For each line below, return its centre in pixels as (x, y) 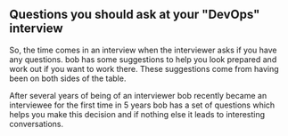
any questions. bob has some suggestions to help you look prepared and (143, 59)
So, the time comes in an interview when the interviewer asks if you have (144, 50)
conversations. (37, 124)
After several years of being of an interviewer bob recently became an (138, 95)
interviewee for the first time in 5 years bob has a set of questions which (142, 105)
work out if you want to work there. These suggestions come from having (144, 68)
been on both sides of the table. (68, 78)
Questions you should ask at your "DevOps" (135, 15)
